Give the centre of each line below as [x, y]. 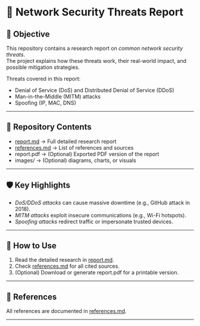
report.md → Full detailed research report [65, 141]
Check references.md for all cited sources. [67, 266]
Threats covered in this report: [43, 79]
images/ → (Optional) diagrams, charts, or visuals [75, 160]
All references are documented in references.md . [66, 311]
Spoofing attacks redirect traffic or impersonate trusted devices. [94, 221]
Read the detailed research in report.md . [64, 260]
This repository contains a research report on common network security [95, 48]
